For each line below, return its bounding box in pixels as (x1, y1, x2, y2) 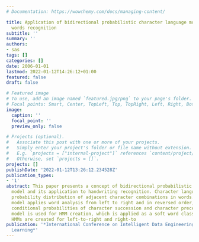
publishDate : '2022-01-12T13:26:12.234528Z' (6, 166, 118, 173)
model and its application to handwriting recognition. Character (11, 189, 179, 195)
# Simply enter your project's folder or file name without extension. (6, 145, 192, 151)
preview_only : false (11, 123, 62, 129)
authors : (6, 41, 28, 47)
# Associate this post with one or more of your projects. (6, 139, 161, 145)
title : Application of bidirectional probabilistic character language (6, 19, 187, 25)
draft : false (6, 80, 38, 86)
